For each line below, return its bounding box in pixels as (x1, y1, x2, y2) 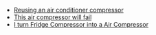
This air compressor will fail (13, 13, 92, 21)
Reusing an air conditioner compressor (13, 6, 124, 14)
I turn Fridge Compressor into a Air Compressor (13, 21, 149, 28)
